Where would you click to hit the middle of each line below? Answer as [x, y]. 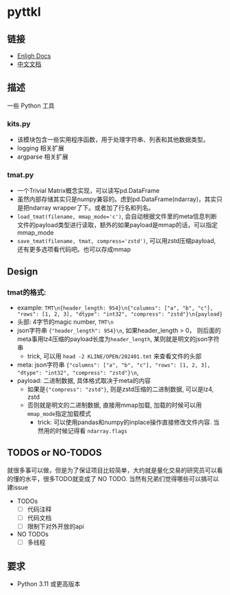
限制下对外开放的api [55, 526]
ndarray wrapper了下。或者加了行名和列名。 [92, 208]
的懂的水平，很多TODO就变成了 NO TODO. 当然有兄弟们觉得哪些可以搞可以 [113, 478]
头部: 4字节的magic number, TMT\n [65, 322]
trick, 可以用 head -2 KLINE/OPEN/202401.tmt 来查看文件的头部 [114, 356]
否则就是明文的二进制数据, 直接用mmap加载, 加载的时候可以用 [114, 405]
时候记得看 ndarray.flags [92, 431]
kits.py [19, 124]
